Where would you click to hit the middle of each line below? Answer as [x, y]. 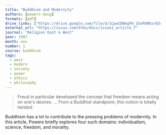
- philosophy [23, 82]
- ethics [19, 78]
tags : [11, 55]
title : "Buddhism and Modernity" [40, 10]
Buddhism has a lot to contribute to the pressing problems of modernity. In [81, 116]
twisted [25, 107]
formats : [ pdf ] [21, 19]
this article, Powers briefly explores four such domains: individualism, [76, 122]
